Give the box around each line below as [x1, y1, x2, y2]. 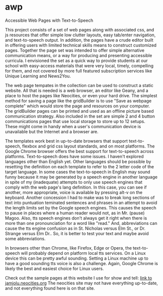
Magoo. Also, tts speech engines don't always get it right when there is [5, 215, 147, 221]
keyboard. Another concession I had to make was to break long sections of [5, 194, 155, 200]
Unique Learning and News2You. [5, 73, 71, 79]
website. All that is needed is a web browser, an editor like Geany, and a [5, 88, 148, 93]
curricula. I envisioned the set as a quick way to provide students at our [5, 58, 148, 63]
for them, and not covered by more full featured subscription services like [5, 68, 152, 74]
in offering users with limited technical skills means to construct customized [5, 42, 157, 48]
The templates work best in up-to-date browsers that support [5, 138, 128, 144]
